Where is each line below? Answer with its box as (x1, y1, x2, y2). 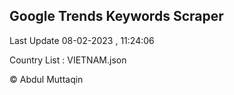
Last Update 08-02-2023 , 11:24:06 (9, 34, 155, 46)
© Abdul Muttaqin (9, 73, 84, 85)
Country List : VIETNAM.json (9, 54, 127, 66)
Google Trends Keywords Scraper (9, 8, 224, 25)
